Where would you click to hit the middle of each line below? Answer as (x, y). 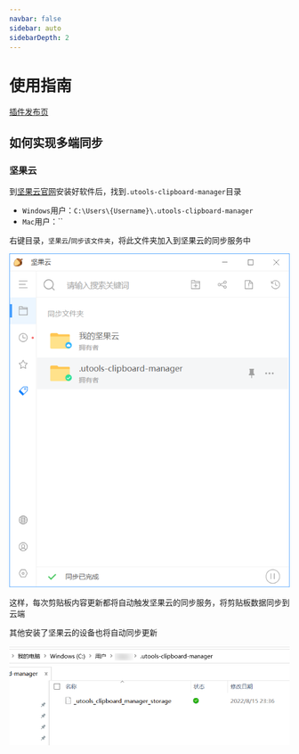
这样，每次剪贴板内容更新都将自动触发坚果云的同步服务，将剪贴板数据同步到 (149, 602)
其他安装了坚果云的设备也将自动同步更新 (83, 633)
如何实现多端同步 (56, 143)
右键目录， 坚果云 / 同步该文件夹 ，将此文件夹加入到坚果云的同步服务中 (130, 240)
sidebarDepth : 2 (39, 37)
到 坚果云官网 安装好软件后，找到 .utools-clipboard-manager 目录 (125, 191)
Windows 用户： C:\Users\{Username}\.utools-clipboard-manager (137, 210)
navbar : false (36, 19)
